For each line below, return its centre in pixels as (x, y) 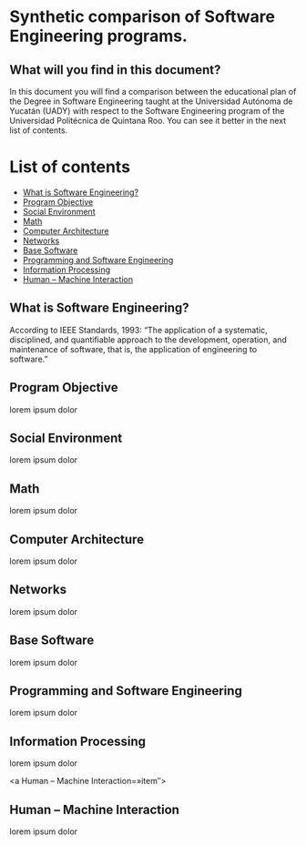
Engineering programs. (99, 36)
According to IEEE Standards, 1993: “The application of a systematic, (139, 330)
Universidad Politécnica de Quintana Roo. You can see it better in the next (148, 121)
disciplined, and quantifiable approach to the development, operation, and (148, 340)
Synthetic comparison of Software (143, 17)
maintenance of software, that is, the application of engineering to (133, 349)
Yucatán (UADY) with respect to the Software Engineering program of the (147, 111)
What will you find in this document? (115, 70)
